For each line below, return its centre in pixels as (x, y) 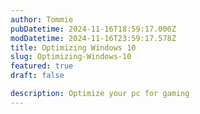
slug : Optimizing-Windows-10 (71, 57)
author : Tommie (42, 19)
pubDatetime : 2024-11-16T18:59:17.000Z (93, 29)
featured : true (42, 66)
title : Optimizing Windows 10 (73, 47)
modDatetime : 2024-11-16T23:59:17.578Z (93, 38)
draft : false (37, 76)
